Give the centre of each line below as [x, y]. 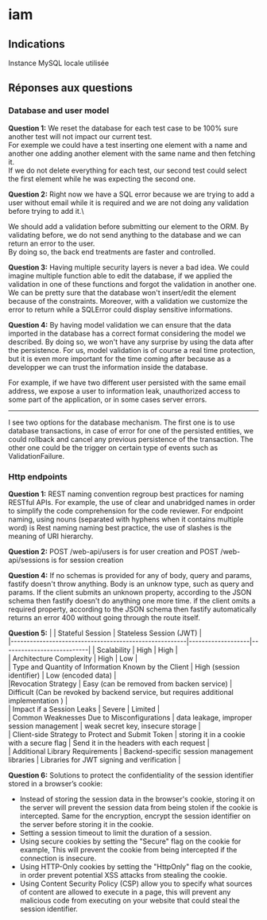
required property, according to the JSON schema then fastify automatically [132, 609]
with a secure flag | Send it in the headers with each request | [109, 743]
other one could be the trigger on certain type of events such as [113, 448]
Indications [37, 44]
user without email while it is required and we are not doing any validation [128, 202]
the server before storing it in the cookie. [87, 824]
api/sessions [29, 560]
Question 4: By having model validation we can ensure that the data [120, 324]
